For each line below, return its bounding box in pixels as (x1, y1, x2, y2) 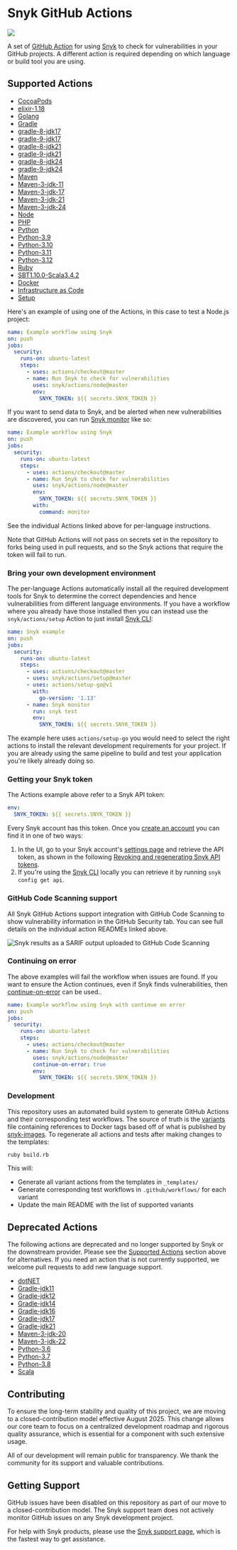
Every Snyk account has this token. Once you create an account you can (7, 824, 220, 833)
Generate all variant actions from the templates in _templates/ (17, 1177, 199, 1187)
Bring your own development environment (7, 568, 156, 578)
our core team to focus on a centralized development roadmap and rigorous (7, 1422, 229, 1431)
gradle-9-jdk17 (17, 134, 62, 143)
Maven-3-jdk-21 (17, 194, 65, 204)
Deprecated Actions (7, 1221, 98, 1233)
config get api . (17, 875, 65, 884)
